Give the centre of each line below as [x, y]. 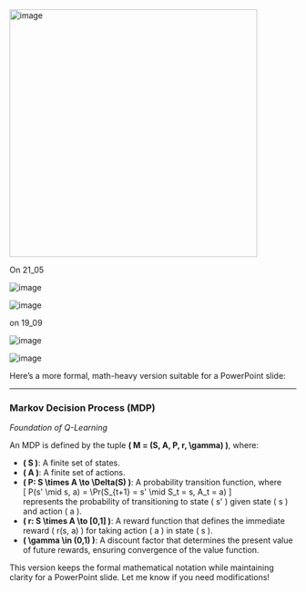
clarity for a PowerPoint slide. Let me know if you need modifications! [140, 577]
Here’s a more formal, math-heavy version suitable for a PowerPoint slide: [148, 376]
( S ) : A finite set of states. [71, 463]
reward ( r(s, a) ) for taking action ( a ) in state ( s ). [117, 531]
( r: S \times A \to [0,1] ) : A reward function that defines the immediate [153, 521]
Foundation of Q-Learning [58, 428]
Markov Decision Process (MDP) [82, 407]
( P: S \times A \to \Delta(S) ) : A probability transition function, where [152, 483]
